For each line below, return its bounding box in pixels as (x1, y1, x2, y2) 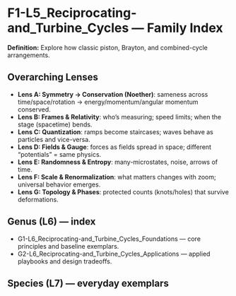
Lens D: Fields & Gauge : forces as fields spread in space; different (17, 143, 212, 151)
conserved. (17, 105, 51, 114)
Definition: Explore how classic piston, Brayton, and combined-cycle (7, 43, 208, 52)
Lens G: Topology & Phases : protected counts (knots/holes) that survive (17, 187, 230, 196)
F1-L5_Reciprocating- (7, 5, 137, 21)
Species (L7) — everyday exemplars (7, 277, 170, 289)
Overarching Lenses (7, 71, 99, 83)
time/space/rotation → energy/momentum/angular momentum (17, 97, 199, 106)
